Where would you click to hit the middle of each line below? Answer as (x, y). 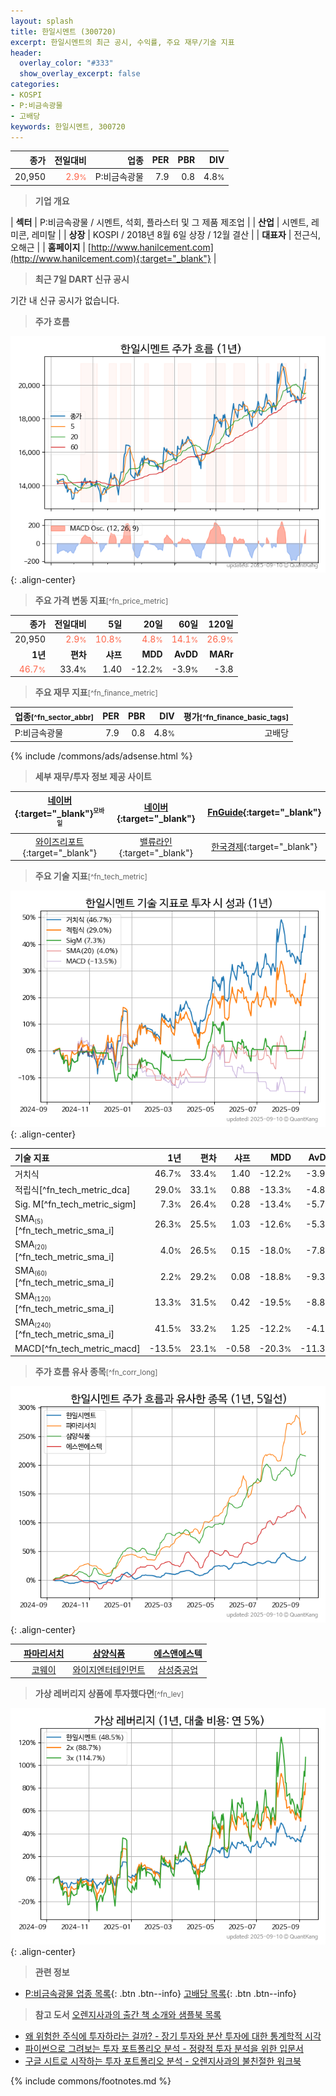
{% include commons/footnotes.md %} (91, 2081)
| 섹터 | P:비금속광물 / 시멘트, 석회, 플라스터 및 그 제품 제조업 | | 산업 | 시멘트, (160, 222)
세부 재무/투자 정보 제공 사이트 (93, 776)
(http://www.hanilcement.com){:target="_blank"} (111, 258)
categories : (35, 85)
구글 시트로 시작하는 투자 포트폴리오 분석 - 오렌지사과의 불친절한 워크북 (163, 2061)
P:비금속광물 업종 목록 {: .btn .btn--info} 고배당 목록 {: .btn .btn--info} (160, 1994)
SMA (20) (31, 1245)
